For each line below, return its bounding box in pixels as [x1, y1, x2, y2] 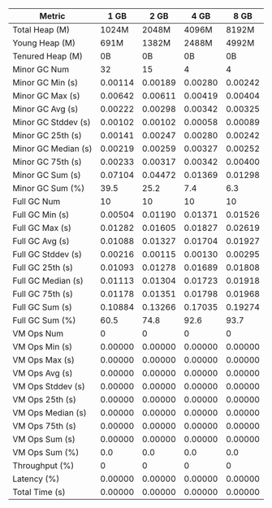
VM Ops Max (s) [12, 354, 75, 365]
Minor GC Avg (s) [12, 103, 79, 115]
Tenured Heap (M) [12, 50, 83, 62]
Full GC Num [12, 196, 61, 206]
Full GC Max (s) [12, 223, 71, 233]
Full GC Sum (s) [12, 302, 73, 312]
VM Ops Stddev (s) [12, 381, 85, 392]
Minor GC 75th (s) [12, 156, 83, 167]
